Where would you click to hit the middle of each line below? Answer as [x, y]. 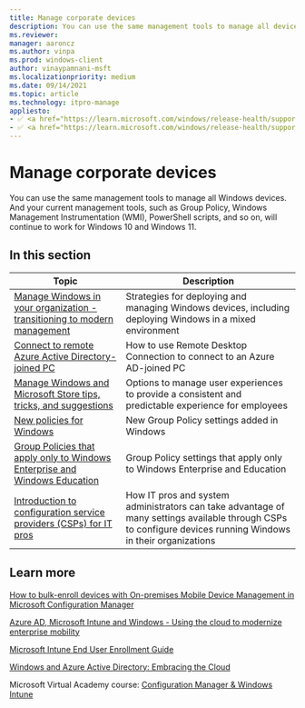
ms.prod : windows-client [56, 60]
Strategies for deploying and [186, 296]
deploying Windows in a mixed [191, 319]
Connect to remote [54, 344]
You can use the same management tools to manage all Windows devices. [148, 197]
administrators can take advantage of [205, 506]
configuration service [60, 512]
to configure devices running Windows [208, 529]
